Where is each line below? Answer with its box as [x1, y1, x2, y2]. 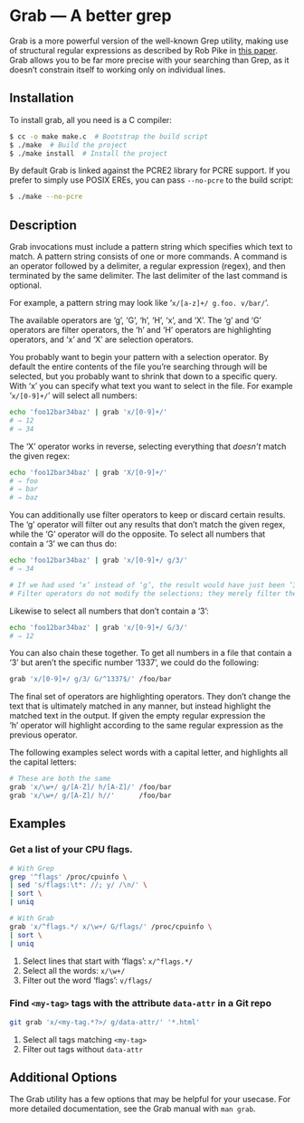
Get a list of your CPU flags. [9, 843, 133, 856]
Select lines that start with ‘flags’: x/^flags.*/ [22, 956, 193, 966]
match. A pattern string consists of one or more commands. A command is [9, 251, 288, 262]
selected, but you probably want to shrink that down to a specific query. [9, 371, 278, 382]
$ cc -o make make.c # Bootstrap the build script [9, 132, 208, 141]
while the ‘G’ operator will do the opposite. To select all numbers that [9, 528, 266, 539]
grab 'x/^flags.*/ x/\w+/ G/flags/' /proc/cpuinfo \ [9, 922, 213, 931]
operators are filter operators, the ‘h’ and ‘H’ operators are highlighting [9, 325, 271, 336]
